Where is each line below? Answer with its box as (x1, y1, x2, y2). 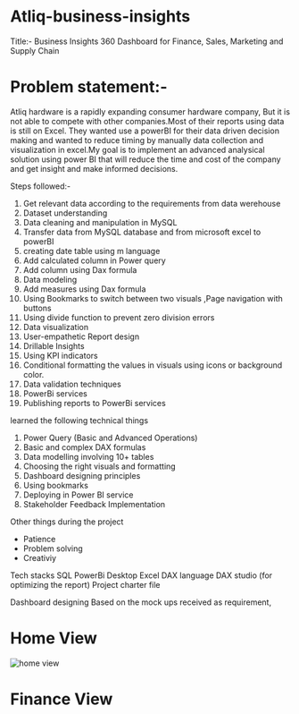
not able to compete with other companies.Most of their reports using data (10, 115, 285, 126)
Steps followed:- (10, 181, 71, 191)
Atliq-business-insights (10, 6, 191, 27)
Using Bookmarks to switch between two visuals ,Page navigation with (22, 293, 284, 303)
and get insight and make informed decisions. (10, 163, 179, 174)
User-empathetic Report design (22, 331, 140, 342)
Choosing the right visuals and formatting (22, 461, 177, 472)
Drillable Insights (22, 340, 85, 351)
